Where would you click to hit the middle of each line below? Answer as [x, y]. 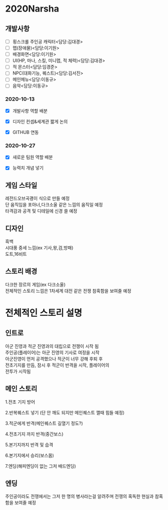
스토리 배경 [21, 272]
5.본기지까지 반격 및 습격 [29, 445]
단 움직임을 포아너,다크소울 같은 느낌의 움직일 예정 [54, 205]
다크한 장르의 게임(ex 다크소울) [36, 284]
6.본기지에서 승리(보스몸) [30, 455]
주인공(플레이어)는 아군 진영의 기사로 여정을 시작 [52, 352]
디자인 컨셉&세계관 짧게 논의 [40, 121]
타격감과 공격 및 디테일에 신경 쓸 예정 [41, 211]
